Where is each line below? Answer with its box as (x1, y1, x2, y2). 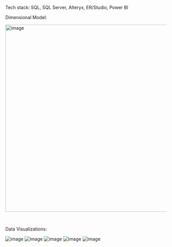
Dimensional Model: (5, 14, 48, 20)
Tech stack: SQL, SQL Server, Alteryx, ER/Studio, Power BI (5, 5, 128, 10)
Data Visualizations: (5, 226, 47, 232)
